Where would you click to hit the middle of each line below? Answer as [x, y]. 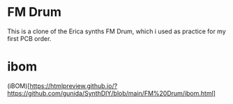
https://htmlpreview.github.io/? [74, 86]
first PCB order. [29, 38]
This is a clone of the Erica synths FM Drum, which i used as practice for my [117, 31]
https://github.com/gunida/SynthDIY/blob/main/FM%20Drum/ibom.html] [112, 93]
